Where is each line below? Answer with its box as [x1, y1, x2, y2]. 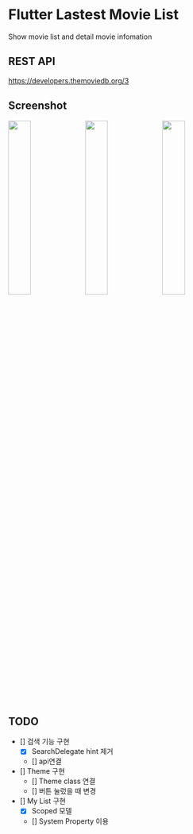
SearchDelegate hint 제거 [31, 747, 114, 756]
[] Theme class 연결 [31, 776, 96, 786]
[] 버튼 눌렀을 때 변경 [31, 786, 97, 796]
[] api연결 [31, 756, 62, 767]
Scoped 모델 [31, 806, 72, 816]
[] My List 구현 [19, 796, 66, 806]
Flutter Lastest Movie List [8, 6, 179, 24]
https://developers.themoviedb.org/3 [8, 75, 129, 85]
